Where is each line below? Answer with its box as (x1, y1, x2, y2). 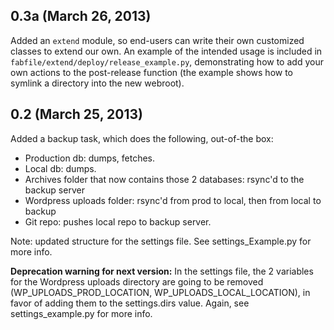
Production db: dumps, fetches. (24, 152, 155, 164)
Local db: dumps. (24, 162, 97, 174)
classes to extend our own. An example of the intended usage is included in (10, 45, 323, 57)
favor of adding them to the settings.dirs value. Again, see (10, 297, 250, 309)
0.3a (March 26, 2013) (10, 8, 152, 25)
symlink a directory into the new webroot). (10, 77, 185, 89)
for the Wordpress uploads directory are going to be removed (10, 275, 264, 288)
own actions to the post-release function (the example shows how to (10, 66, 293, 78)
